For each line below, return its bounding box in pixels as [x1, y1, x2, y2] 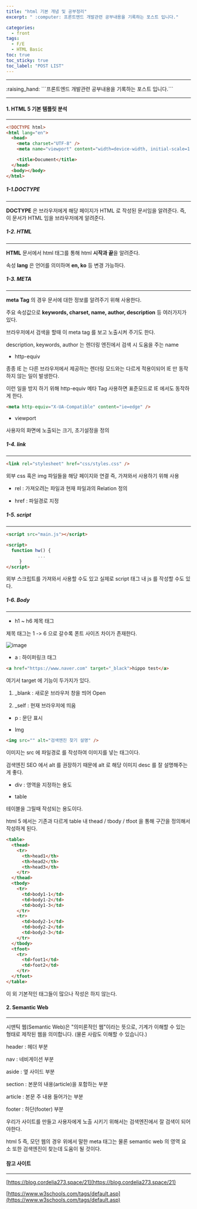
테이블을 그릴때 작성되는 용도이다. [6, 805, 83, 812]
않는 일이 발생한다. [16, 373, 60, 380]
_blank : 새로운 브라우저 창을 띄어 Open [14, 689, 106, 696]
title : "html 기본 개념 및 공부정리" [6, 8, 87, 15]
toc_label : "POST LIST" [6, 63, 64, 69]
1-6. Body [6, 597, 30, 604]
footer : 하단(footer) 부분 [6, 1106, 64, 1113]
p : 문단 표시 [14, 715, 43, 722]
